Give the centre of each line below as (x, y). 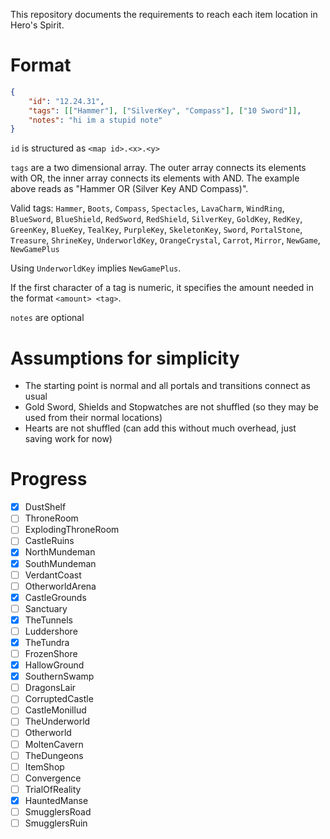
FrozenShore (51, 653)
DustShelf (45, 507)
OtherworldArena (60, 586)
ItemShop (44, 766)
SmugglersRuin (56, 823)
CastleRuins (49, 541)
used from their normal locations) (93, 418)
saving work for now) (68, 439)
